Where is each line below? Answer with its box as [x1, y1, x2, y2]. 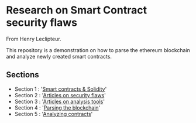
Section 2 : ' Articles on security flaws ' [14, 91, 106, 98]
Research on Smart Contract [6, 4, 147, 17]
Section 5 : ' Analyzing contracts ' [14, 110, 93, 117]
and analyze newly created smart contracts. [6, 53, 112, 60]
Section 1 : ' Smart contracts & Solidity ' [14, 86, 107, 93]
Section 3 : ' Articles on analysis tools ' [14, 98, 105, 105]
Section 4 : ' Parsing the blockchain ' [14, 104, 101, 111]
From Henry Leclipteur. [6, 35, 61, 42]
